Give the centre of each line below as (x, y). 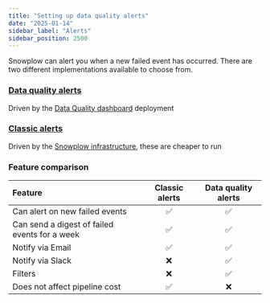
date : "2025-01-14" (41, 23)
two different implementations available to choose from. (101, 70)
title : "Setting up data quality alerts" (79, 16)
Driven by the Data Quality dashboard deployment (91, 108)
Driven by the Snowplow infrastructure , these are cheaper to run (115, 146)
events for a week (46, 235)
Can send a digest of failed (63, 224)
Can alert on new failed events (70, 211)
